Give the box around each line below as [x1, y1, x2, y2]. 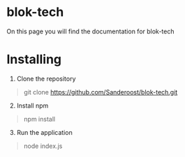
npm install [23, 115, 56, 123]
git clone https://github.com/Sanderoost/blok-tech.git [23, 88, 178, 96]
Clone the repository [16, 74, 76, 83]
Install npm [16, 101, 49, 110]
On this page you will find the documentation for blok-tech [6, 27, 175, 35]
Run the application [16, 128, 73, 136]
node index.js [23, 142, 63, 150]
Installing [6, 51, 62, 67]
